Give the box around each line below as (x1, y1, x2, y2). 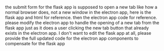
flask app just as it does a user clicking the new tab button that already (5, 25, 149, 31)
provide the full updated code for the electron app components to (5, 35, 139, 41)
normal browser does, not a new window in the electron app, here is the (5, 9, 152, 15)
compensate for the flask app (5, 41, 65, 46)
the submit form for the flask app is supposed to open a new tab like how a (5, 4, 158, 10)
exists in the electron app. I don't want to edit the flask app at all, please (5, 30, 152, 36)
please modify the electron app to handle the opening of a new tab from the (5, 20, 160, 25)
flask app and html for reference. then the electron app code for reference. (5, 15, 157, 20)
